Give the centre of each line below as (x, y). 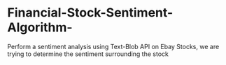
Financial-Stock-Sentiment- (90, 13)
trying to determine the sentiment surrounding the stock (88, 54)
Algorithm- (40, 27)
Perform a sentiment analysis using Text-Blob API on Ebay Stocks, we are (113, 46)
